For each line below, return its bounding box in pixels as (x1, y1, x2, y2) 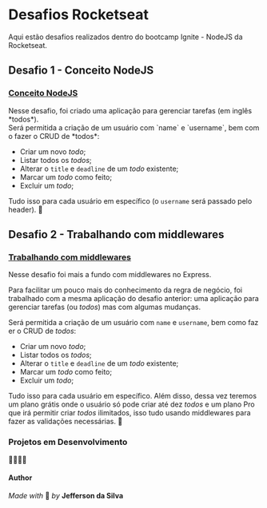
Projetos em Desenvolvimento (8, 437, 128, 448)
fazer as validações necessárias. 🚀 (8, 417, 123, 427)
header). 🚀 (8, 204, 43, 214)
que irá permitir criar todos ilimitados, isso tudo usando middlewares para (8, 408, 251, 418)
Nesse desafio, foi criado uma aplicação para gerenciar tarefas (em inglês (8, 105, 253, 115)
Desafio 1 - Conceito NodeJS (8, 64, 154, 77)
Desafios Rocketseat (8, 6, 149, 24)
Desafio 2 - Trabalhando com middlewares (8, 228, 225, 241)
